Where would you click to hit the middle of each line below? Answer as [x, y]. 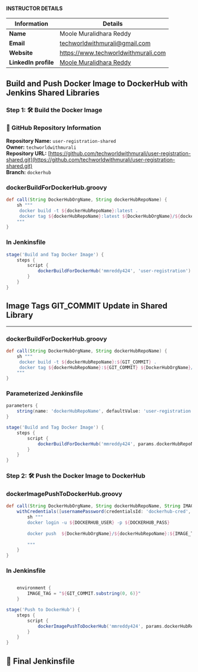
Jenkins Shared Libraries [53, 92]
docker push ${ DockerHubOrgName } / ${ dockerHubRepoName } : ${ [101, 534]
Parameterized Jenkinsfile [45, 394]
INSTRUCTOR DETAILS [34, 8]
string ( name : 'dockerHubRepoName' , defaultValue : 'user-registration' [105, 411]
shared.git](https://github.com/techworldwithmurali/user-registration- [91, 159]
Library [20, 315]
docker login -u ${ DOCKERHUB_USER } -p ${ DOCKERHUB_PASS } [98, 523]
